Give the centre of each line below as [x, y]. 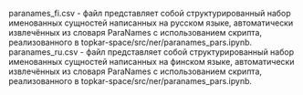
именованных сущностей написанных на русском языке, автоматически [151, 23]
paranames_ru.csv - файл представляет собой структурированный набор [151, 52]
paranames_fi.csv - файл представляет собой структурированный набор [150, 13]
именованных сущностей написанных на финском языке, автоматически [151, 62]
